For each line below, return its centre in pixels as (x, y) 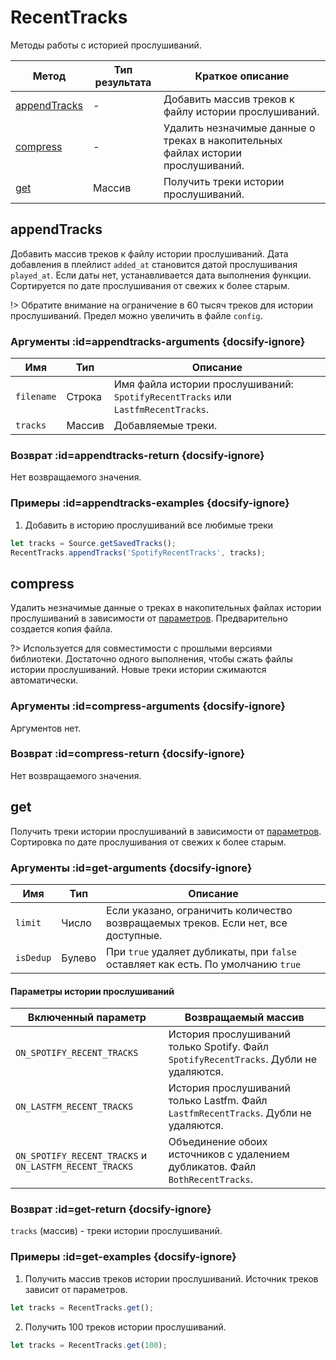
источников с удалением (229, 1154)
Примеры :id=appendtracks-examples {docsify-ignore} (150, 503)
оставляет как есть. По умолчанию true (204, 964)
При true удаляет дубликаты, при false (201, 951)
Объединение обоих (218, 1142)
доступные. (134, 935)
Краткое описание (242, 76)
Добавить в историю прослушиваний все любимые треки (149, 525)
